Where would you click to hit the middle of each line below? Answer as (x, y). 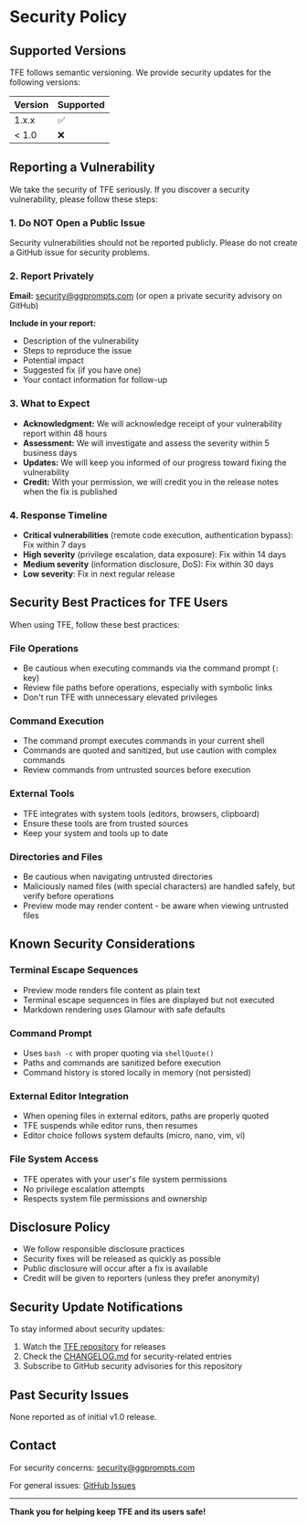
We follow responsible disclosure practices (104, 1249)
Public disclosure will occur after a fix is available (115, 1268)
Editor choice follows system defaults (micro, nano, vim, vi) (134, 1136)
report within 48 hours (65, 433)
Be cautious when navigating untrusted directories (117, 876)
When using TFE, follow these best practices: (95, 624)
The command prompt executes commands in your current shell (143, 741)
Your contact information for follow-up (95, 380)
